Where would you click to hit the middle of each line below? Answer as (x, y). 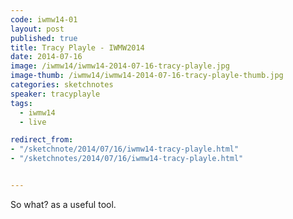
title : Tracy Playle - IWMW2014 (77, 47)
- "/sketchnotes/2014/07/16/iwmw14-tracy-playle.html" (127, 159)
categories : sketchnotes (62, 85)
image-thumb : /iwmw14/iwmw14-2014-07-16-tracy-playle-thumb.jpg (147, 76)
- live (33, 122)
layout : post (37, 29)
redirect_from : (42, 140)
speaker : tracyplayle (55, 94)
